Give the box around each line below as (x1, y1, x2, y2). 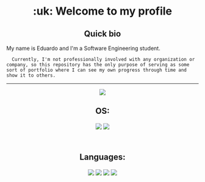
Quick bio (84, 29, 121, 39)
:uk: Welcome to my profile (32, 4, 173, 18)
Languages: (79, 152, 126, 163)
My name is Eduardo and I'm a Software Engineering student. (6, 44, 160, 52)
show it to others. (6, 72, 56, 79)
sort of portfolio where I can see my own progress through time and (6, 67, 187, 73)
